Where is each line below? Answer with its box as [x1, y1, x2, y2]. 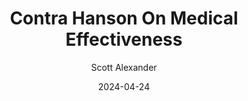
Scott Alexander [90, 61, 158, 73]
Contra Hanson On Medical [9, 7, 239, 30]
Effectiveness [65, 28, 183, 51]
